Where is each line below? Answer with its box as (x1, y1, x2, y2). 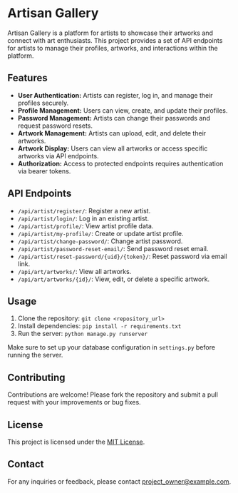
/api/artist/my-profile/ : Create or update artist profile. (17, 229, 184, 238)
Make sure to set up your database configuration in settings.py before (7, 343, 216, 352)
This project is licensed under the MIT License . (7, 437, 145, 446)
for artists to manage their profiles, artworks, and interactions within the (7, 44, 219, 52)
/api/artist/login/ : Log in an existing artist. (17, 214, 150, 223)
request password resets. (17, 121, 93, 130)
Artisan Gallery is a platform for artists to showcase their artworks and (7, 29, 214, 37)
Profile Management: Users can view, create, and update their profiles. (17, 106, 228, 115)
